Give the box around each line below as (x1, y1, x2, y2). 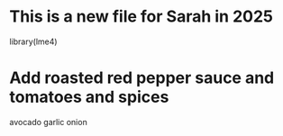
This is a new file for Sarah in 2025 (9, 6, 273, 27)
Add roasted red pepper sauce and (9, 68, 275, 88)
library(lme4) (9, 36, 58, 47)
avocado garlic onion (9, 116, 87, 127)
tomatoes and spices (9, 87, 169, 107)
